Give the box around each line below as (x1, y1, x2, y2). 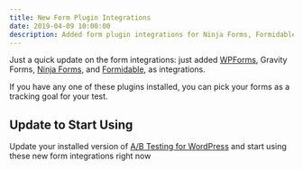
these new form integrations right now (9, 150, 151, 162)
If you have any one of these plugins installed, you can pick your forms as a (9, 82, 290, 93)
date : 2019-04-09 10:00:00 (9, 22, 111, 31)
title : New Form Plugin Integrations (9, 13, 151, 22)
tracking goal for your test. (9, 91, 108, 102)
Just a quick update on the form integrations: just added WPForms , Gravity (9, 55, 288, 66)
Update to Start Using (9, 117, 133, 132)
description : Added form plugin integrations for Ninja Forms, (9, 30, 252, 39)
